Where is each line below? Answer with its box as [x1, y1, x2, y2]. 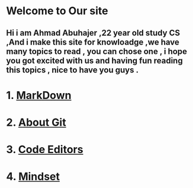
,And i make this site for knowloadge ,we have [6, 37, 179, 47]
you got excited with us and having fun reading [6, 55, 183, 66]
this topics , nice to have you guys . [6, 65, 139, 75]
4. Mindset [6, 170, 60, 183]
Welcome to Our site [6, 4, 108, 18]
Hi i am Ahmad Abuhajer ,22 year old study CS [6, 28, 181, 38]
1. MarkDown [6, 88, 72, 102]
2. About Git [6, 116, 66, 129]
